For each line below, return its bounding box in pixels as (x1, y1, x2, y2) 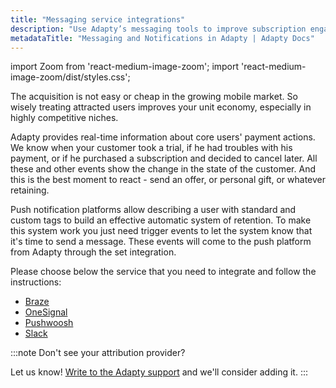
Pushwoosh (24, 317, 74, 329)
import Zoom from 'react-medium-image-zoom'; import (10, 61, 240, 73)
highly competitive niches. (10, 112, 119, 124)
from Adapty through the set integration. (10, 246, 177, 258)
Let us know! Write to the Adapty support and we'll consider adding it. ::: (10, 366, 308, 378)
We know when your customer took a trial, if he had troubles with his (10, 142, 293, 154)
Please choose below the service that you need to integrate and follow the (10, 266, 317, 278)
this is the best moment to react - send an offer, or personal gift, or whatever (10, 174, 327, 186)
